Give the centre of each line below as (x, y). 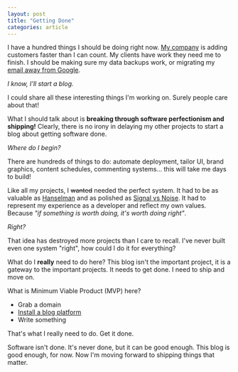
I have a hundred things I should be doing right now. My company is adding (118, 48)
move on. (21, 277)
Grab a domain (39, 305)
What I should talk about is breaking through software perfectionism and (116, 119)
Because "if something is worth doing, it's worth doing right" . (97, 213)
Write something (42, 320)
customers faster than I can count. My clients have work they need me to (114, 55)
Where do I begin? (34, 148)
